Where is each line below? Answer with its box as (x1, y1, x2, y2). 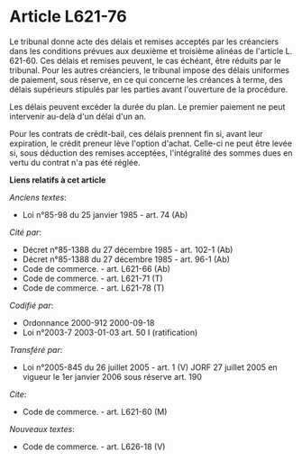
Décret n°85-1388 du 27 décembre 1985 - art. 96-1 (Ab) (22, 254, 230, 265)
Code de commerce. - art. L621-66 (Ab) (22, 263, 171, 274)
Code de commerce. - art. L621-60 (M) (22, 406, 168, 417)
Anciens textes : (9, 192, 68, 203)
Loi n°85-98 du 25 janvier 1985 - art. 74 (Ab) (22, 209, 188, 220)
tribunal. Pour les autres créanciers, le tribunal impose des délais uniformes (9, 65, 290, 76)
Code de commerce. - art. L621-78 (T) (22, 282, 165, 293)
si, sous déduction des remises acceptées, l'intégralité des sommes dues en (9, 147, 293, 158)
